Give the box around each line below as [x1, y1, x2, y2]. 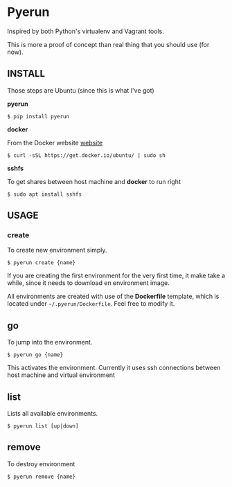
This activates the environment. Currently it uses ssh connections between [7, 364, 221, 372]
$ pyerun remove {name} [7, 473, 76, 480]
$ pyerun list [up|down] [7, 423, 79, 430]
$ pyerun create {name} [7, 259, 76, 266]
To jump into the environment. [7, 338, 93, 347]
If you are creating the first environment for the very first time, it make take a [7, 271, 226, 280]
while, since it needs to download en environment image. [7, 279, 170, 287]
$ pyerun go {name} [7, 351, 64, 358]
